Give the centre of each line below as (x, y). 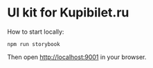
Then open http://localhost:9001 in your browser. (77, 57)
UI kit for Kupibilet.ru (68, 13)
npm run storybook (34, 44)
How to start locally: (36, 32)
